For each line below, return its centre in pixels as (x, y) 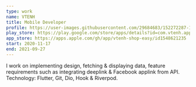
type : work (19, 11)
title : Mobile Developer (36, 22)
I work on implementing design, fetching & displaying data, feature (86, 66)
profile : (17, 28)
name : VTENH (20, 17)
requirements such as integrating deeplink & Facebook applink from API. (93, 72)
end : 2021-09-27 (26, 49)
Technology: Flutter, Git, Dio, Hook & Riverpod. (62, 78)
